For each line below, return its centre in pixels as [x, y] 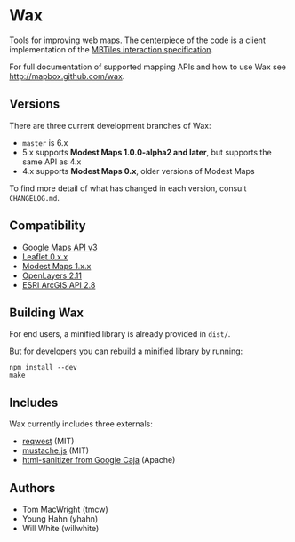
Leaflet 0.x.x [45, 256]
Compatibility [48, 226]
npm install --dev [43, 368]
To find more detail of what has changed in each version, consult [128, 188]
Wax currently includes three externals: [81, 424]
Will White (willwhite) [60, 528]
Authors [32, 488]
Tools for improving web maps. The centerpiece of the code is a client [138, 40]
